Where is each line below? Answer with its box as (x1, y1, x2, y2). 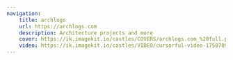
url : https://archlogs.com (19, 23, 97, 30)
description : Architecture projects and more (19, 29, 154, 37)
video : (19, 42, 38, 49)
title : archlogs (19, 17, 67, 23)
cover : (19, 36, 38, 43)
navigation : (6, 10, 41, 17)
